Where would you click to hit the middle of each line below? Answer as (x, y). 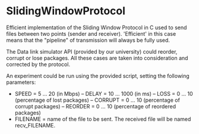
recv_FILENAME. (35, 125)
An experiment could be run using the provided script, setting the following (98, 76)
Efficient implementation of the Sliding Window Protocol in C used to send (97, 27)
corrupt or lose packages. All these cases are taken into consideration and (97, 58)
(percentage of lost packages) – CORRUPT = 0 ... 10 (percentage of (97, 100)
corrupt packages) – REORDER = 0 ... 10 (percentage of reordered (95, 106)
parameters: (21, 82)
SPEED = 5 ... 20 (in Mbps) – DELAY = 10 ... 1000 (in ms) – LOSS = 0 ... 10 (104, 94)
